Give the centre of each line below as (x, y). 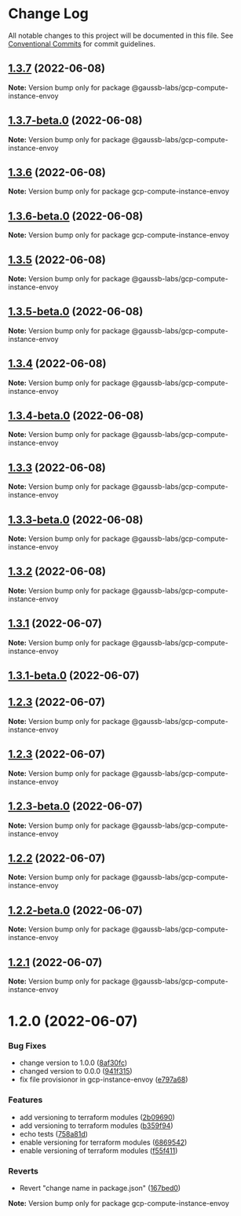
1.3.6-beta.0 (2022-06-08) (76, 216)
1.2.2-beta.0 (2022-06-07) (75, 910)
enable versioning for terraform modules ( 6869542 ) (103, 1142)
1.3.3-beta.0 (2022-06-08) (76, 520)
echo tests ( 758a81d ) (54, 1133)
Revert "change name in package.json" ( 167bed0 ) (100, 1188)
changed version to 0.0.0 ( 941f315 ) (76, 1071)
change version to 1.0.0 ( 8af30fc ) (73, 1063)
